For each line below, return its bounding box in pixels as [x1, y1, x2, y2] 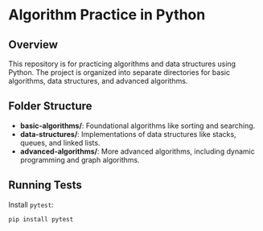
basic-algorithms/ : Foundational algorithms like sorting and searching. [19, 121, 256, 130]
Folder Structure [8, 99, 92, 113]
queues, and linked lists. [19, 138, 101, 147]
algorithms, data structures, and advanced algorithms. [8, 76, 188, 85]
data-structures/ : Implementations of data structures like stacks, [19, 129, 236, 138]
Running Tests [8, 179, 82, 192]
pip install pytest [8, 215, 74, 223]
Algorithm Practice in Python [8, 6, 206, 24]
